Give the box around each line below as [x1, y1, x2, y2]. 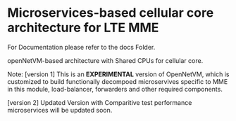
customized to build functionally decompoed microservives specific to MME [7, 77, 228, 85]
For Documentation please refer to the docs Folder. [7, 43, 156, 51]
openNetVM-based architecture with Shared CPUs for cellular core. [7, 56, 204, 64]
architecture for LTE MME [7, 20, 159, 36]
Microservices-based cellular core [7, 5, 214, 21]
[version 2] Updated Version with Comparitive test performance [7, 98, 192, 106]
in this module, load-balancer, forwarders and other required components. [7, 85, 223, 93]
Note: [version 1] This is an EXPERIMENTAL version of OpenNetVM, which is [7, 70, 230, 78]
